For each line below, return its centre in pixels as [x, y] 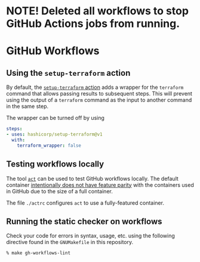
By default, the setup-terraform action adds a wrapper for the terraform [95, 87]
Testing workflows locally [55, 164]
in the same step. [27, 106]
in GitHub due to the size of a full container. [60, 191]
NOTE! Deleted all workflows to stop [98, 11]
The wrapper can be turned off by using [55, 118]
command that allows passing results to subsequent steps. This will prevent [99, 94]
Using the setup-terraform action [68, 73]
